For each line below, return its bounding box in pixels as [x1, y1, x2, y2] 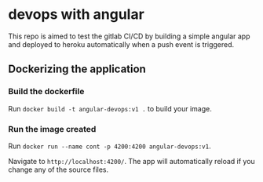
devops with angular [8, 5, 145, 24]
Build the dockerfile [8, 86, 85, 97]
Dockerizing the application [8, 63, 147, 76]
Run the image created [8, 123, 97, 134]
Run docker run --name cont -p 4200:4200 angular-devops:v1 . [8, 141, 211, 151]
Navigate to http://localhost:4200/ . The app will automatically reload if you [8, 156, 255, 166]
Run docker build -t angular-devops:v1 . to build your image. [8, 104, 212, 113]
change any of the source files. [8, 165, 109, 174]
